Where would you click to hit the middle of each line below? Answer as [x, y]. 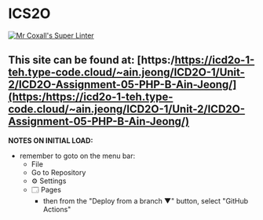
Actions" [57, 209]
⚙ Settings [49, 181]
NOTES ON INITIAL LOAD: [51, 140]
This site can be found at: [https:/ [91, 60]
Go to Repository [58, 172]
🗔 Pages [46, 189]
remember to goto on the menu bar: [77, 156]
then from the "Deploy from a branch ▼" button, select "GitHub [146, 200]
